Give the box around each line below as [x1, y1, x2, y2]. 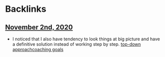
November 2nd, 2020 [5, 23, 73, 31]
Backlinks [5, 3, 47, 15]
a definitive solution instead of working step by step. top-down [12, 41, 141, 47]
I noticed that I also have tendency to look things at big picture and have [12, 36, 160, 42]
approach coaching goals [12, 47, 64, 52]
